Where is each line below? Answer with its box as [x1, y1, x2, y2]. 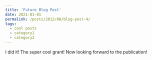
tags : [5, 21, 16, 26]
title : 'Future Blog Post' [5, 7, 61, 12]
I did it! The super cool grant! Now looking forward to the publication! [5, 48, 147, 55]
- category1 [9, 30, 35, 35]
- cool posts [9, 26, 37, 31]
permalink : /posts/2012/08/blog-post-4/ [5, 16, 91, 21]
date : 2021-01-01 [5, 12, 41, 17]
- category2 [9, 35, 35, 40]
